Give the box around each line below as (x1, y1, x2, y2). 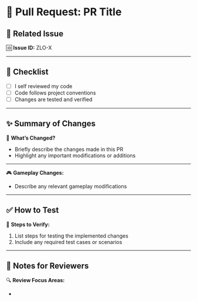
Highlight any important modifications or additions (14, 152, 136, 159)
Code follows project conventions (14, 89, 96, 96)
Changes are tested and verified (14, 96, 93, 103)
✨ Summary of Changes (6, 119, 96, 128)
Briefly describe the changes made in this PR (14, 146, 124, 153)
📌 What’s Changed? (6, 134, 56, 141)
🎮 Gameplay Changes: (6, 169, 64, 176)
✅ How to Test (6, 205, 59, 215)
